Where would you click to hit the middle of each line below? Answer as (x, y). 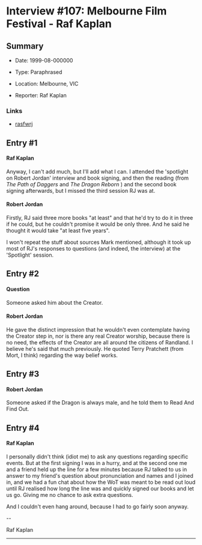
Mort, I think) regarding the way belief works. (62, 355)
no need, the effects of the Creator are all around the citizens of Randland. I (100, 342)
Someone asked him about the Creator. (55, 302)
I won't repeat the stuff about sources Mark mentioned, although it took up (99, 242)
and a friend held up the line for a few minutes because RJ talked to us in (97, 469)
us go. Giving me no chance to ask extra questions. (70, 495)
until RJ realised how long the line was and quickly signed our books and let (100, 489)
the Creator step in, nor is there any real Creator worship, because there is (98, 336)
